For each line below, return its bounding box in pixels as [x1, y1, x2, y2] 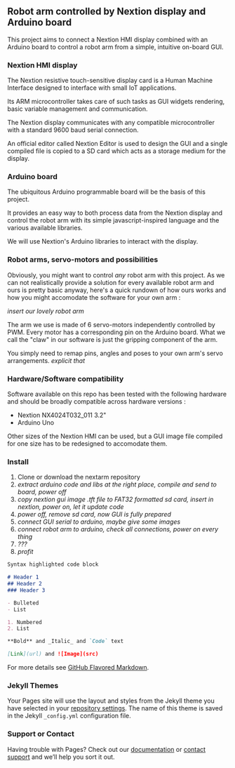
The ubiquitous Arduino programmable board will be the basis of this [7, 187, 206, 196]
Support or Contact [7, 729, 75, 739]
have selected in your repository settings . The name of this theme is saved [7, 704, 223, 713]
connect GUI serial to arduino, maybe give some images [17, 517, 181, 526]
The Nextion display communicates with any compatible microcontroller [7, 119, 215, 127]
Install [7, 456, 29, 466]
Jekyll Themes [7, 680, 59, 690]
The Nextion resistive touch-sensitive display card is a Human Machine [7, 77, 213, 85]
